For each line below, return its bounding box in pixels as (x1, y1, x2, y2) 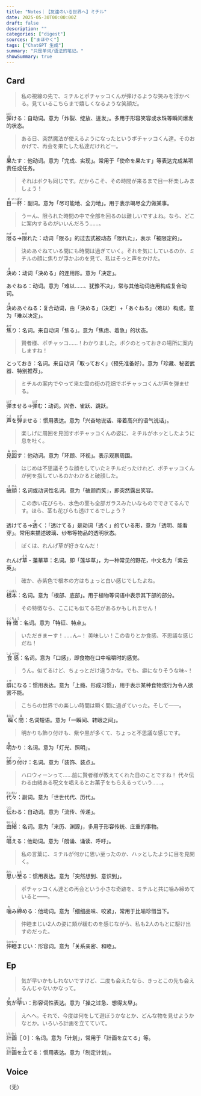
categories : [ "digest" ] (6, 31, 66, 37)
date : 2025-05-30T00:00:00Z (6, 14, 77, 20)
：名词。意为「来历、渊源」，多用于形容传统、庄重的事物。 (17, 823, 162, 830)
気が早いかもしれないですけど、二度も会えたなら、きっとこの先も (20, 977, 185, 984)
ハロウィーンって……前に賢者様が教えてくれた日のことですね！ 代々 (20, 771, 189, 779)
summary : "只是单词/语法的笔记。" (6, 48, 84, 54)
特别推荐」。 (16, 368, 46, 375)
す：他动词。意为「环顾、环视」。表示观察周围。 (17, 452, 135, 459)
